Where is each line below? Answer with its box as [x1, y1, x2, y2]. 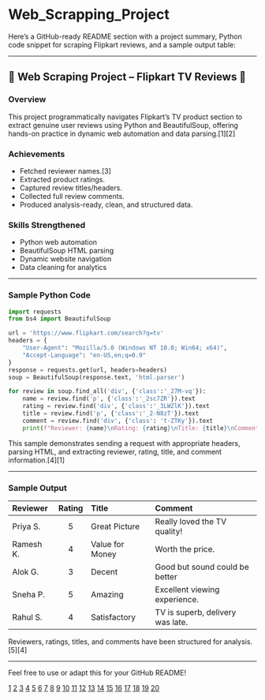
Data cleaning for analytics [19, 263, 107, 272]
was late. [155, 616, 188, 627]
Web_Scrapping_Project [8, 6, 170, 24]
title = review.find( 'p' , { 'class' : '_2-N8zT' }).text [22, 410, 200, 417]
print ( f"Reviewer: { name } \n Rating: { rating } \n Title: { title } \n [22, 424, 235, 432]
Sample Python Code [8, 290, 91, 301]
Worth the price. [155, 543, 215, 554]
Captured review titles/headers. [19, 183, 122, 193]
